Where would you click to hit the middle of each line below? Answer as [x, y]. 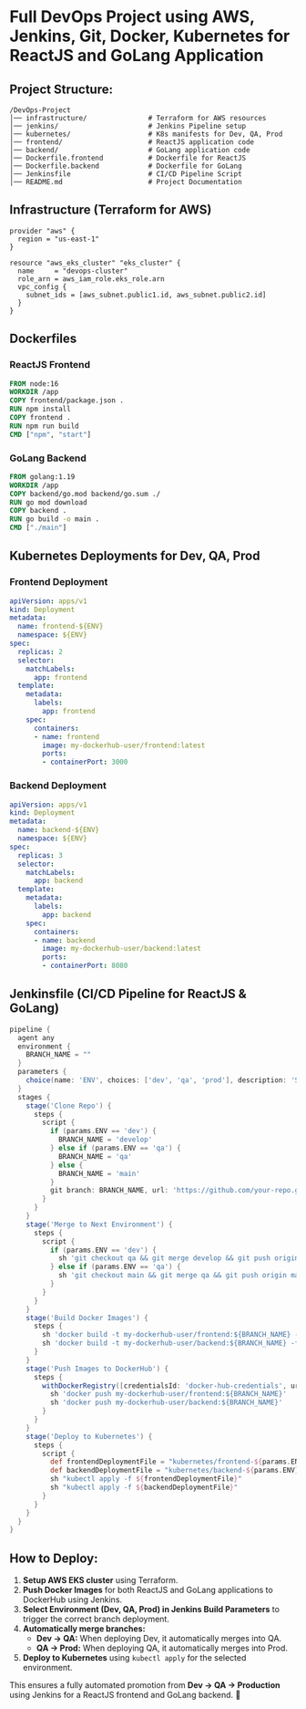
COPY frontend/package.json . [67, 401]
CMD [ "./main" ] [38, 528]
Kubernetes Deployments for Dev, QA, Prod [135, 556]
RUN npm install [40, 409]
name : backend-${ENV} [59, 830]
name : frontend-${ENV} [61, 627]
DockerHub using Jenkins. [72, 1600]
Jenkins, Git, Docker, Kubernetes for [150, 36]
